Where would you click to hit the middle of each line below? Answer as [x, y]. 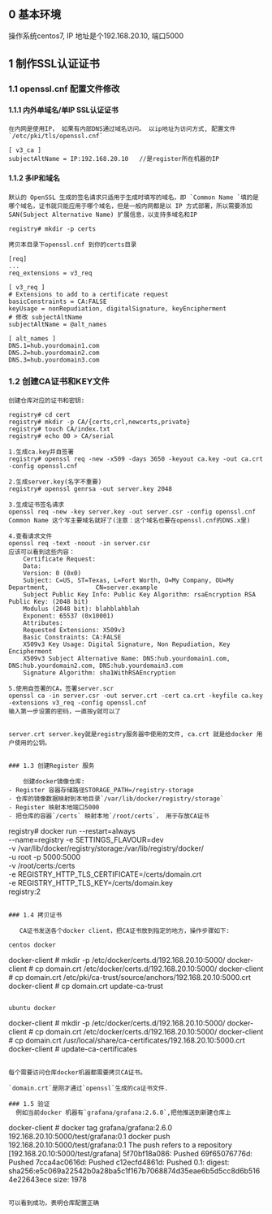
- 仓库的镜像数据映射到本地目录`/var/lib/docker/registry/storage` [117, 799]
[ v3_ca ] [25, 150]
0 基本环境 [35, 15]
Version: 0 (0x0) [52, 573]
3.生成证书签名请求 [37, 505]
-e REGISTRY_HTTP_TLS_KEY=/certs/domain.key [91, 882]
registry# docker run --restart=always [72, 830]
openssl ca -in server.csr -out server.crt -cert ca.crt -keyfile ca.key [136, 696]
